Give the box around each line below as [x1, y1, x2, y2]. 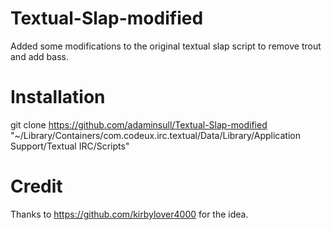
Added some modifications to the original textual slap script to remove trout [10, 40, 322, 52]
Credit [10, 175, 63, 198]
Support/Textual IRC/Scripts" [10, 140, 130, 152]
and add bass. [10, 50, 69, 62]
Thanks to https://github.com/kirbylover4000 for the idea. [10, 208, 249, 220]
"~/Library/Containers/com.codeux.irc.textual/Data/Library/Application [10, 129, 301, 141]
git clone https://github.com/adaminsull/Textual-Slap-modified [10, 118, 268, 131]
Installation [10, 86, 106, 109]
